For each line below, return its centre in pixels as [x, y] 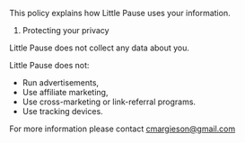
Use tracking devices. [62, 111]
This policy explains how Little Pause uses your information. [120, 13]
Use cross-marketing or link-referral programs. [109, 102]
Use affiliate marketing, [65, 92]
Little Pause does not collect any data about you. [100, 48]
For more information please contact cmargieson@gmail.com [122, 129]
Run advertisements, [61, 83]
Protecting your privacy [66, 30]
